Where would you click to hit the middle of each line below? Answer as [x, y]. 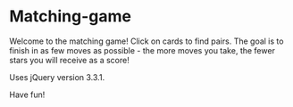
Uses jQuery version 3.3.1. [57, 77]
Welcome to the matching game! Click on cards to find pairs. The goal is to [146, 41]
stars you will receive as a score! [69, 60]
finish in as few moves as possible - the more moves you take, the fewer [142, 50]
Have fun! [27, 95]
